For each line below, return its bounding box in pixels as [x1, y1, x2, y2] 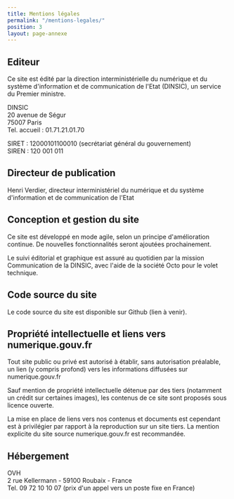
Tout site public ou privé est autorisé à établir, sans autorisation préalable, [7, 358, 221, 366]
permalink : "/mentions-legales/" [7, 17, 105, 24]
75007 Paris [7, 118, 42, 127]
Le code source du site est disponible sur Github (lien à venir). [7, 308, 188, 316]
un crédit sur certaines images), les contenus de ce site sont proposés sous [7, 393, 227, 402]
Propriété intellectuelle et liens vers [7, 328, 167, 340]
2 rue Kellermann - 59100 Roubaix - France [7, 476, 132, 485]
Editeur [7, 56, 40, 68]
